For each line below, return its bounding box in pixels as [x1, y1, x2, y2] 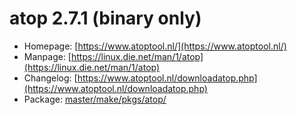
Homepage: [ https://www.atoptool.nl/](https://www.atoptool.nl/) [23, 40, 287, 52]
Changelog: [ [23, 72, 78, 84]
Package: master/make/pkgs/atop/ [23, 93, 167, 105]
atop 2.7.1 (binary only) [9, 7, 202, 30]
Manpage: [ [23, 50, 72, 62]
